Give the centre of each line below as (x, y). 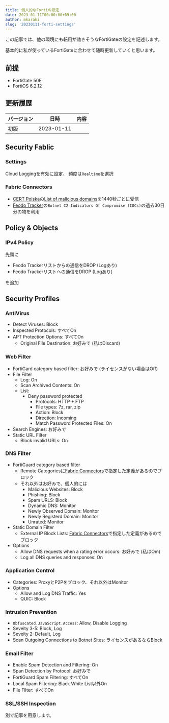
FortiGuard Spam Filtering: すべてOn (50, 677)
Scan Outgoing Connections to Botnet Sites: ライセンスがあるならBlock (88, 640)
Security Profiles (33, 298)
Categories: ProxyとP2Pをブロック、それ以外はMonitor (70, 582)
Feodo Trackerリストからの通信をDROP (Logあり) (65, 265)
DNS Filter (18, 453)
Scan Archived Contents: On (50, 385)
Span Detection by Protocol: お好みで (52, 671)
